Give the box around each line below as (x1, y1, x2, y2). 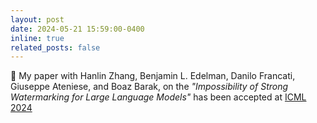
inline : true (10, 33, 65, 43)
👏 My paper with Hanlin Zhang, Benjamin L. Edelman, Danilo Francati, (10, 70, 296, 82)
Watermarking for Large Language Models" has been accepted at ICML (10, 91, 307, 103)
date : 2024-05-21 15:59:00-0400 (10, 24, 145, 34)
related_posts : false (10, 42, 101, 53)
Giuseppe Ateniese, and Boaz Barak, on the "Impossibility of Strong (10, 81, 289, 93)
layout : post (10, 14, 65, 25)
